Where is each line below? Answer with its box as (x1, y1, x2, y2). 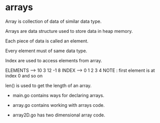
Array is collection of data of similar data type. (5, 18, 102, 24)
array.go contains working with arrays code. (12, 102, 105, 108)
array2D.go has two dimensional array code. (12, 112, 105, 118)
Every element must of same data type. (5, 48, 88, 54)
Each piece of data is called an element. (5, 37, 89, 44)
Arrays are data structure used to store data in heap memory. (5, 28, 133, 34)
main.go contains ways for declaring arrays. (12, 92, 105, 98)
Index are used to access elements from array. (5, 57, 102, 63)
